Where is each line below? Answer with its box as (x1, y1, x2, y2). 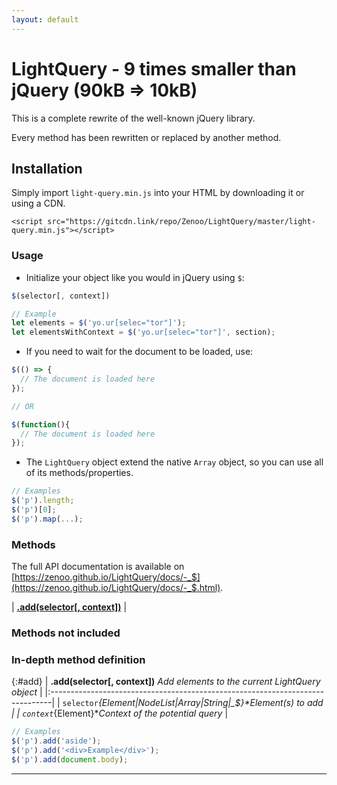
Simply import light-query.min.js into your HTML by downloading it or (11, 187, 305, 199)
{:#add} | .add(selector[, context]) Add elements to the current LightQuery (11, 676, 321, 688)
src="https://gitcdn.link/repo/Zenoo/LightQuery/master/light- (47, 217, 316, 227)
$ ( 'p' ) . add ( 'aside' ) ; (11, 736, 102, 746)
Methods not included (11, 626, 121, 640)
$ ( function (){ (11, 419, 71, 430)
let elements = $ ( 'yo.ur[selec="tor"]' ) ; (11, 318, 187, 328)
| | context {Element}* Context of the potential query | (11, 707, 229, 720)
